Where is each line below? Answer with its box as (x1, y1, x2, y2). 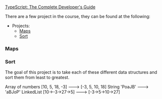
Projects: (12, 23, 30, 29)
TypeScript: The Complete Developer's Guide (5, 4, 96, 10)
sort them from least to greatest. (5, 75, 70, 81)
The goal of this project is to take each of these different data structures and (5, 69, 157, 75)
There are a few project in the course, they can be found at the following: (5, 14, 151, 19)
